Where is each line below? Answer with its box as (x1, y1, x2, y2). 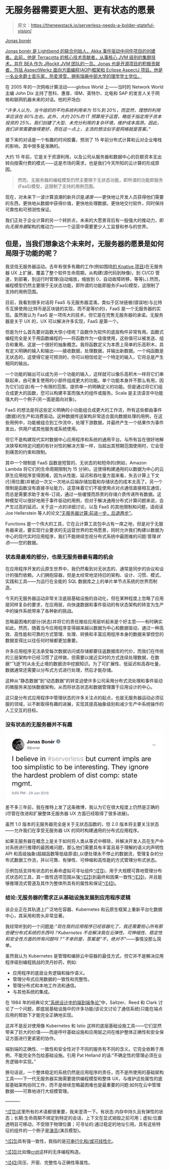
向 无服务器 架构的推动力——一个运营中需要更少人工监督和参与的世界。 (5, 223, 151, 229)
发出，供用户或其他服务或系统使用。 (5, 426, 80, 432)
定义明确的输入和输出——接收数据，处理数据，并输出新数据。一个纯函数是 (9, 348, 164, 354)
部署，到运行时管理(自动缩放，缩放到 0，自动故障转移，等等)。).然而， (18, 276, 163, 282)
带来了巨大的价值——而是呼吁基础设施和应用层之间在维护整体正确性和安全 (5, 1029, 159, 1035)
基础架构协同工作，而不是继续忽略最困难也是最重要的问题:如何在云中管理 (9, 1082, 161, 1088)
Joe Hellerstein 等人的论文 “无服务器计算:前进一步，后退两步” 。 (5, 510, 136, 516)
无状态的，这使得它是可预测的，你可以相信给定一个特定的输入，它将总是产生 (5, 354, 164, 360)
